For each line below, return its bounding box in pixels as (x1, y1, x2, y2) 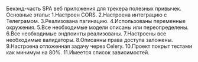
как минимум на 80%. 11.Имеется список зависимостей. (6, 49, 150, 56)
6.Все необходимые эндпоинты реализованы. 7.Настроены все (6, 30, 167, 37)
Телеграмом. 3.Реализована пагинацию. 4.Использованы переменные (6, 18, 186, 24)
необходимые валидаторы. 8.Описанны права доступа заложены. (6, 37, 173, 43)
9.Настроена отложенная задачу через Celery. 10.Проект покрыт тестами (6, 43, 193, 50)
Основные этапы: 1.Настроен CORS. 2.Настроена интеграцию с (6, 11, 167, 18)
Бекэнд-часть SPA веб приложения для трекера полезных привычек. (6, 5, 182, 12)
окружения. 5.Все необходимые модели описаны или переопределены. (6, 24, 189, 31)
